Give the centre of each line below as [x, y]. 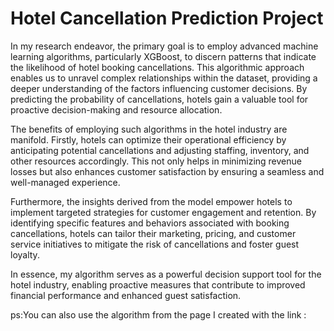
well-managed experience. [65, 182]
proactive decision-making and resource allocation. [116, 109]
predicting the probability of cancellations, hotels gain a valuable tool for [159, 99]
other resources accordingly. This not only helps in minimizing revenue [156, 161]
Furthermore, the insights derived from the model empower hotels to [151, 201]
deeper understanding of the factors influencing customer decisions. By [159, 88]
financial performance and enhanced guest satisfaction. [126, 295]
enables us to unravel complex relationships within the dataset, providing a [164, 78]
